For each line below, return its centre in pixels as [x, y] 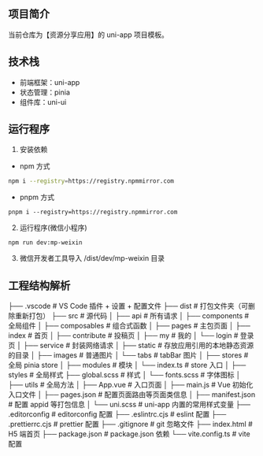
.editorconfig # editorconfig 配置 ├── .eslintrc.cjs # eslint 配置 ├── [117, 414]
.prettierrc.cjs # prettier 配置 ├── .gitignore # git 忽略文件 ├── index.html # [131, 424]
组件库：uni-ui [43, 102]
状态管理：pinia [45, 92]
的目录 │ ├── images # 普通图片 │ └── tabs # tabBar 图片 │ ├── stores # [128, 355]
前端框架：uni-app [50, 82]
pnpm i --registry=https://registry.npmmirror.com [93, 212]
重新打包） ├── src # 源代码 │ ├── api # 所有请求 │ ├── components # [132, 316]
